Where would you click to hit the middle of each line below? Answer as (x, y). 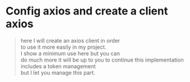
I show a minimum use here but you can (70, 53)
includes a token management (58, 66)
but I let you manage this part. (58, 72)
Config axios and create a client (87, 11)
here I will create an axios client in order (70, 40)
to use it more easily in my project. (63, 47)
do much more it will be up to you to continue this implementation (102, 60)
